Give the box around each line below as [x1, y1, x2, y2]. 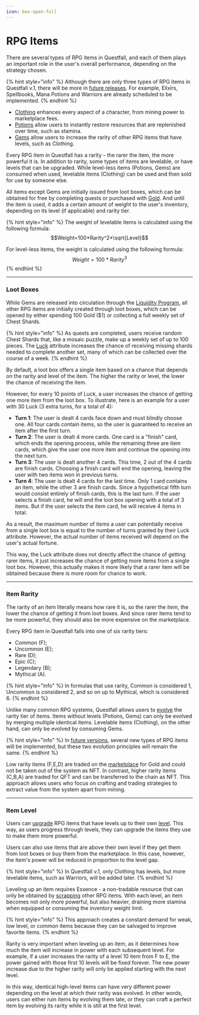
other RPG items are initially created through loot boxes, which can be [6, 305, 176, 312]
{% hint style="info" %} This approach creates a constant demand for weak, [6, 916, 192, 923]
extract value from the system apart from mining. [6, 785, 126, 793]
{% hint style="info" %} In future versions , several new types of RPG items [6, 736, 188, 743]
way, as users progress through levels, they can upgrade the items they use [6, 826, 191, 833]
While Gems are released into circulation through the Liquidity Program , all [6, 299, 188, 306]
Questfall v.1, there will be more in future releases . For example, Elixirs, [6, 84, 178, 91]
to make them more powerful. [6, 832, 78, 839]
